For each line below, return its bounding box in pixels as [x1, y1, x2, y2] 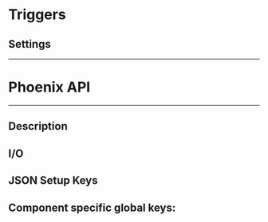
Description [8, 119, 68, 133]
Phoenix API [8, 78, 91, 96]
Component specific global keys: [8, 201, 176, 214]
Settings [8, 37, 52, 51]
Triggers [8, 6, 66, 24]
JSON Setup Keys [8, 173, 98, 188]
